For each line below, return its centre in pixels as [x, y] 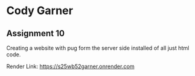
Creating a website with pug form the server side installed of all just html [98, 48]
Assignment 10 [36, 33]
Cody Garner [40, 11]
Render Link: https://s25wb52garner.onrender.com [71, 66]
